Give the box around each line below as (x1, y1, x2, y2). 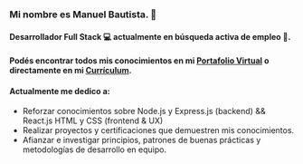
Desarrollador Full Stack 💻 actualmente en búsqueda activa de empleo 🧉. (9, 31, 291, 42)
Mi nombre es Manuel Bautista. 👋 (9, 8, 157, 21)
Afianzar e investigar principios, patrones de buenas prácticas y (22, 135, 261, 146)
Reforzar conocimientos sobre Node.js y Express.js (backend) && (22, 106, 266, 117)
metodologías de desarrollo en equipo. (22, 144, 167, 155)
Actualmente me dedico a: (9, 85, 110, 96)
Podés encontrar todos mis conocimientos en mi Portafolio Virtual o (9, 55, 270, 66)
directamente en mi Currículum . (9, 65, 132, 76)
